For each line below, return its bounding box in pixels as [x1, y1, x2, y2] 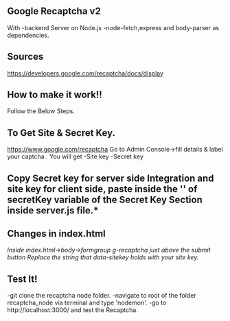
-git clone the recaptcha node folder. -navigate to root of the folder [7, 292, 197, 300]
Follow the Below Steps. [7, 107, 76, 115]
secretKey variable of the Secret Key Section [7, 193, 203, 205]
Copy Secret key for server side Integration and [7, 172, 214, 184]
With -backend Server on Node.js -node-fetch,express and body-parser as [7, 23, 220, 32]
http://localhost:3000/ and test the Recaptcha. [7, 306, 139, 314]
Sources [7, 51, 44, 62]
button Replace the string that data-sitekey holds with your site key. [7, 253, 199, 261]
